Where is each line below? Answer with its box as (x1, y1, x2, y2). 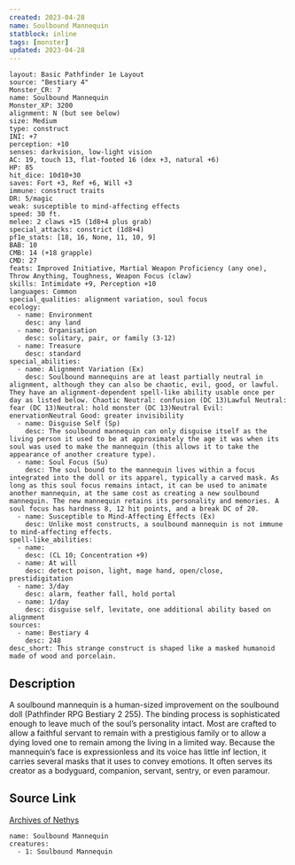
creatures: (9, 839, 50, 848)
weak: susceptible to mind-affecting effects (9, 202, 180, 211)
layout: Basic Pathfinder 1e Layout (9, 70, 144, 80)
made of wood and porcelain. (9, 652, 117, 661)
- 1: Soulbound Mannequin (17, 847, 113, 856)
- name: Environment (17, 311, 93, 320)
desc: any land (25, 318, 82, 328)
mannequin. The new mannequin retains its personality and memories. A (9, 497, 279, 506)
